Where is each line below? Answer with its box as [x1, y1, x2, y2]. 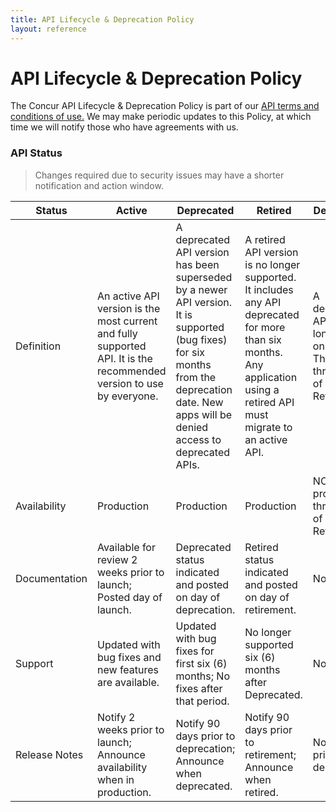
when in [97, 772, 135, 786]
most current [97, 314, 158, 328]
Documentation [15, 571, 88, 585]
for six [175, 345, 205, 359]
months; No [175, 669, 231, 683]
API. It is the [97, 351, 153, 365]
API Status [10, 146, 63, 160]
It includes [244, 282, 294, 296]
